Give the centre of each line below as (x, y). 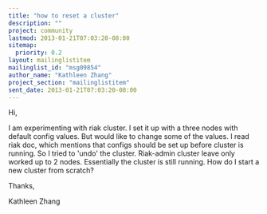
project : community (41, 30)
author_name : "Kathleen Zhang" (60, 75)
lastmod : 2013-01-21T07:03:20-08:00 (69, 38)
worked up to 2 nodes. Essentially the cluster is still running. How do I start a (134, 162)
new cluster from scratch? (51, 170)
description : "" (35, 23)
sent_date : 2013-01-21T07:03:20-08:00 (73, 90)
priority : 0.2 (39, 53)
